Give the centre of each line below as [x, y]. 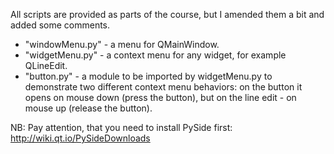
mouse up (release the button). [88, 108]
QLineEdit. [46, 65]
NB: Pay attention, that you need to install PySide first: [121, 127]
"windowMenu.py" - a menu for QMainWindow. [122, 44]
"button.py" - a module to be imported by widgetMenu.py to [148, 76]
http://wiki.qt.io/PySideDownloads [80, 138]
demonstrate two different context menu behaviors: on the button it [163, 87]
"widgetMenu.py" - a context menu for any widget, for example [155, 55]
